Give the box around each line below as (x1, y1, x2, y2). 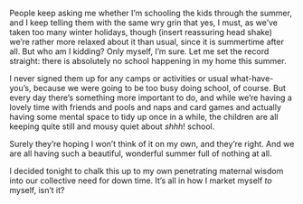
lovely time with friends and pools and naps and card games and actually (9, 102, 282, 112)
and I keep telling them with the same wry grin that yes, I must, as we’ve (9, 17, 279, 28)
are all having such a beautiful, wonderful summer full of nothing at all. (9, 148, 272, 159)
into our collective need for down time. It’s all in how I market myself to (9, 175, 273, 186)
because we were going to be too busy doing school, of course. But (33, 83, 287, 93)
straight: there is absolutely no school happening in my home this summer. (9, 56, 287, 66)
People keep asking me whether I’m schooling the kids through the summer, (9, 8, 292, 18)
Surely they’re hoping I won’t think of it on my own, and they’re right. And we (9, 139, 295, 149)
